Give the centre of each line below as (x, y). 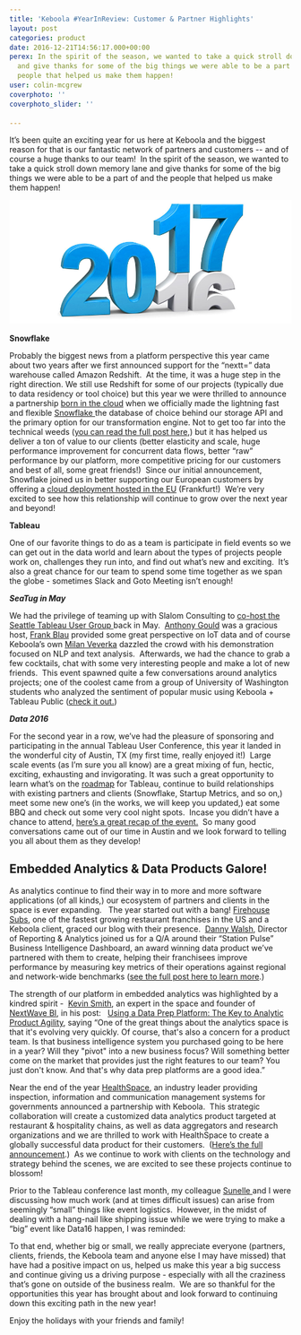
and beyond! (32, 508)
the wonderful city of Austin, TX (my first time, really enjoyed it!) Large (140, 755)
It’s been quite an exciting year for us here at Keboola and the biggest (138, 140)
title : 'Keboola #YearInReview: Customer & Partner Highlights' (132, 19)
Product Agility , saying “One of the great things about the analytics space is (149, 1022)
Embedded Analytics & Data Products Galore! (138, 869)
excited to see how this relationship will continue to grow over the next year (149, 498)
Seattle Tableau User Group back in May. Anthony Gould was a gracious (143, 625)
